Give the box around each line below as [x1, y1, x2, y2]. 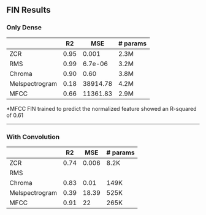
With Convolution [6, 132, 60, 141]
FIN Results [6, 5, 51, 15]
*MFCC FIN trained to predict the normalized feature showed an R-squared [6, 105, 197, 112]
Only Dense [6, 23, 42, 32]
